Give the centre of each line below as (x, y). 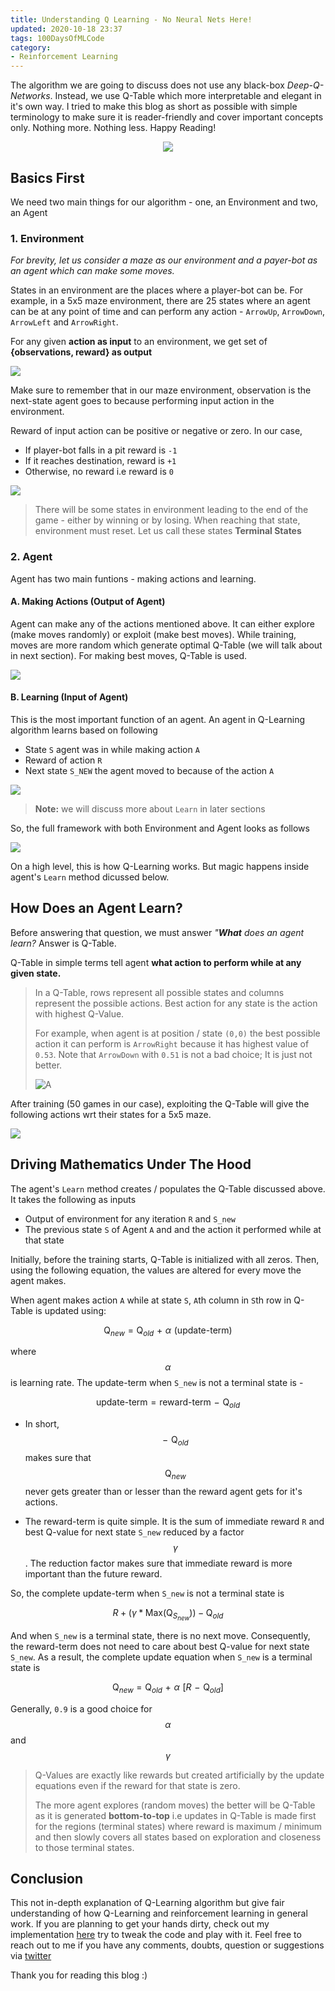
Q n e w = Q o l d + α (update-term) (168, 1331)
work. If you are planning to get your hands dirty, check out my (140, 1924)
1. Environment (47, 238)
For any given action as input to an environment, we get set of (139, 342)
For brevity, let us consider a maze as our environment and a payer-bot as (164, 260)
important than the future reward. (93, 1573)
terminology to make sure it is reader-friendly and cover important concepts (167, 117)
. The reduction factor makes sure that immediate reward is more (158, 1563)
